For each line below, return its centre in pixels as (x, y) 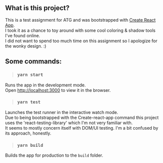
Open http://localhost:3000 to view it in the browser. (58, 90)
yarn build (30, 145)
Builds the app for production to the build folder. (54, 155)
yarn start (30, 75)
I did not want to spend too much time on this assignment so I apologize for (81, 41)
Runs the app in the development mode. (45, 85)
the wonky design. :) (26, 46)
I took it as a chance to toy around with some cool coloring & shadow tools (80, 30)
